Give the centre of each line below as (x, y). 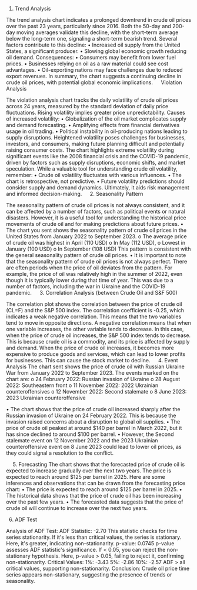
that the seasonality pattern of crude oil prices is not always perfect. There (97, 261)
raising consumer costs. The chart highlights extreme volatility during (90, 150)
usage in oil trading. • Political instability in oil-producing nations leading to (97, 131)
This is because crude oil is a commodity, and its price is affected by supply (98, 341)
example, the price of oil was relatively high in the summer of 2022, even (94, 274)
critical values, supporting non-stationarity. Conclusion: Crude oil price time (98, 568)
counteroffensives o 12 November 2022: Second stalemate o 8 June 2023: (96, 391)
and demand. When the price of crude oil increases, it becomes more (90, 348)
